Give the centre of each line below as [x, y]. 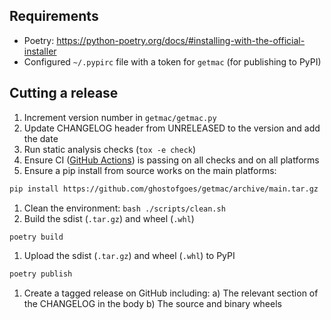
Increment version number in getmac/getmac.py [120, 117]
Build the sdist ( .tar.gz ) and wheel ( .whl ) [109, 218]
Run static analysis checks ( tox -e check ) [110, 149]
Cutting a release [64, 93]
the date [41, 138]
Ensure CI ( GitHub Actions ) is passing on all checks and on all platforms [171, 160]
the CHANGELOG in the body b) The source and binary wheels [152, 304]
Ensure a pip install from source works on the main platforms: [150, 170]
